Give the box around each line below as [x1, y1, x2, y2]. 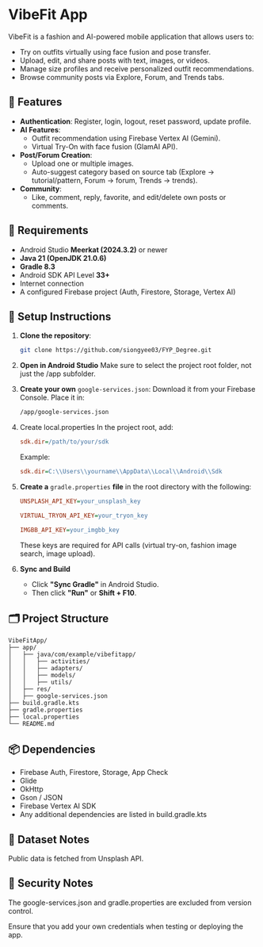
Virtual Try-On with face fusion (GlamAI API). [31, 141, 178, 151]
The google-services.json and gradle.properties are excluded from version [8, 898, 252, 907]
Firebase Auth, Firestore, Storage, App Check [19, 768, 169, 777]
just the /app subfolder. [19, 369, 97, 378]
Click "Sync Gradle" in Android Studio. [31, 579, 159, 589]
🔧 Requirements [8, 224, 89, 237]
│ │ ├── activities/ [8, 658, 90, 665]
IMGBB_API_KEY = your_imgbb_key [19, 526, 120, 534]
